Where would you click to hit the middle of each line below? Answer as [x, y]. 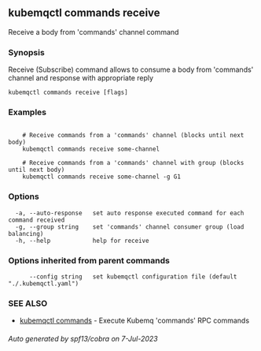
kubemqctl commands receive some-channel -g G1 [101, 177]
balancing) [26, 233]
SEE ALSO [28, 303]
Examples [28, 112]
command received [37, 220]
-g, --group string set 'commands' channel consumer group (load [130, 227]
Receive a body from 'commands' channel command [94, 32]
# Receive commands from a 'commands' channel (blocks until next [133, 136]
